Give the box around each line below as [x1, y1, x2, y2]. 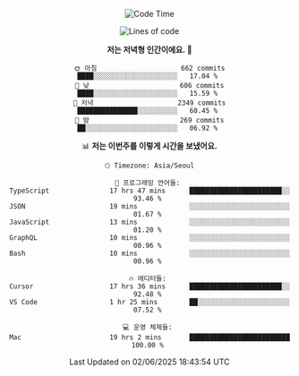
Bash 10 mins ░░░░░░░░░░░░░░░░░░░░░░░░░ [9, 249, 290, 258]
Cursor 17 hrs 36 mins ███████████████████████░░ [9, 282, 290, 291]
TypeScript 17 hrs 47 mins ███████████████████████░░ [9, 186, 290, 195]
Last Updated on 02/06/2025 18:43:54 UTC [69, 356, 230, 367]
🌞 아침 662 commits [73, 64, 226, 73]
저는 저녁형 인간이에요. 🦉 [106, 45, 193, 55]
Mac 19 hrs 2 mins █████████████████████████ [9, 333, 290, 342]
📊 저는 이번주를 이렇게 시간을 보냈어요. [81, 141, 218, 151]
